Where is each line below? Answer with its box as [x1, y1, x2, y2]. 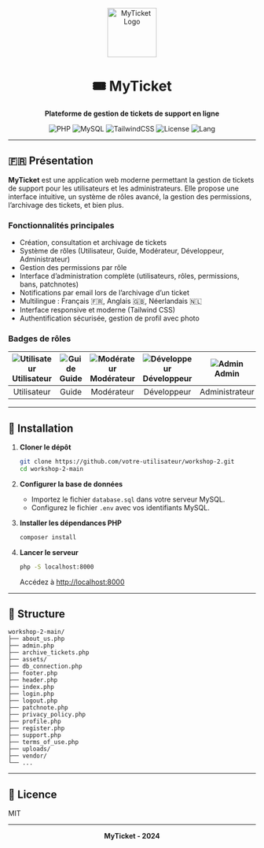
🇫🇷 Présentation [8, 154, 93, 168]
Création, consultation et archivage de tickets [19, 238, 167, 247]
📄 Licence [8, 787, 57, 801]
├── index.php [8, 683, 55, 691]
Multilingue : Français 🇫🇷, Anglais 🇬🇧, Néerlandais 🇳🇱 [19, 296, 203, 306]
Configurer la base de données [19, 479, 123, 488]
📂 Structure [8, 607, 65, 621]
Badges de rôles [8, 333, 71, 344]
